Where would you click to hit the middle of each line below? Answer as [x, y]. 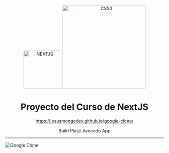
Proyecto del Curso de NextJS [84, 107]
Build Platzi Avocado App [84, 130]
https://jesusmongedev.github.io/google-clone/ [84, 121]
